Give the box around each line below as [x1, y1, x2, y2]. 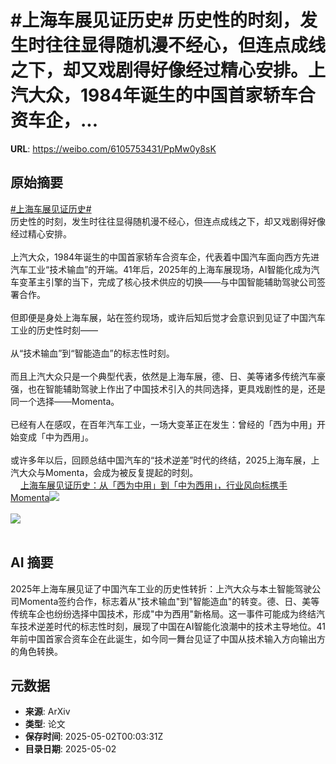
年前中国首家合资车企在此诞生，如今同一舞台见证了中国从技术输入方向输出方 [10, 632, 326, 645]
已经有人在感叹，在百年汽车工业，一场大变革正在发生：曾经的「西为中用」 [10, 418, 317, 430]
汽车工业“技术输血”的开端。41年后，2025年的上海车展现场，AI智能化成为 [10, 263, 312, 275]
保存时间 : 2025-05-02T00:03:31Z [24, 731, 164, 743]
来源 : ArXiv [24, 706, 71, 718]
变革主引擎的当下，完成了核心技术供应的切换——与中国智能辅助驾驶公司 [18, 276, 317, 288]
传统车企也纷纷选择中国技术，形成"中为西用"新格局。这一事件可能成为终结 [10, 607, 317, 620]
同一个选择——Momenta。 [10, 395, 120, 407]
